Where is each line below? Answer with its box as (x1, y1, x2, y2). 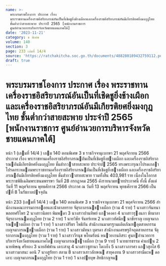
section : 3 (5, 44, 28, 49)
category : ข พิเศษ (5, 35, 39, 40)
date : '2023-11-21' (5, 30, 46, 35)
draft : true (5, 58, 30, 63)
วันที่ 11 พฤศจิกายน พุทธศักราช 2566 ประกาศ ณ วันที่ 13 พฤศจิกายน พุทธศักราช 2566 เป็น (5, 184, 157, 190)
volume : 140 (5, 40, 30, 45)
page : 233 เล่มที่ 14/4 (5, 49, 46, 53)
